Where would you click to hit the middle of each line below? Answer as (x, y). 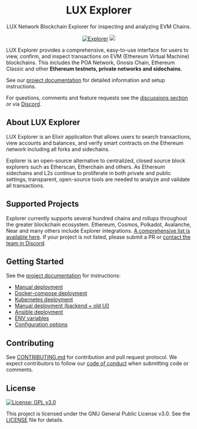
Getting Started (35, 261)
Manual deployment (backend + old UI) (62, 306)
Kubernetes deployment (44, 300)
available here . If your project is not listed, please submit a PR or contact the (98, 237)
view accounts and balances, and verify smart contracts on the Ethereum (95, 143)
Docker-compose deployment (51, 293)
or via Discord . (24, 104)
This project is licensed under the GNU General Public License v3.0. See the (98, 414)
